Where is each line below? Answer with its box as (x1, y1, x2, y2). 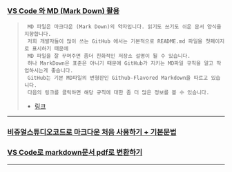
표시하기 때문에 (32, 45, 69, 52)
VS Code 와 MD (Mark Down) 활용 (7, 6, 119, 15)
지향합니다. (23, 31, 52, 38)
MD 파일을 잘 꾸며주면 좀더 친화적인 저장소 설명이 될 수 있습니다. (27, 53, 191, 60)
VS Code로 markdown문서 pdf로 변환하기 (7, 148, 143, 158)
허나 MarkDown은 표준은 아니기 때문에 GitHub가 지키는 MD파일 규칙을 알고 (27, 60, 214, 67)
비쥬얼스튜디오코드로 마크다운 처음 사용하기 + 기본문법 (7, 127, 177, 137)
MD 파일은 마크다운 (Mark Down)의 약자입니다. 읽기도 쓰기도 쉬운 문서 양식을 (27, 23, 222, 30)
